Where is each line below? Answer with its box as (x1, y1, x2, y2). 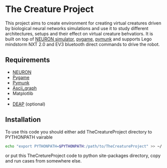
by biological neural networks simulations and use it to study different (5, 25, 148, 31)
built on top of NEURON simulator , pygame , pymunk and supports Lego (5, 36, 152, 42)
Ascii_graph (12, 85, 37, 91)
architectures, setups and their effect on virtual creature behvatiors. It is (5, 30, 153, 36)
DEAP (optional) (12, 101, 45, 107)
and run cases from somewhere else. (5, 158, 82, 164)
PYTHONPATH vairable (5, 134, 53, 140)
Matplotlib (12, 90, 33, 96)
